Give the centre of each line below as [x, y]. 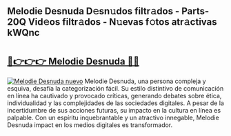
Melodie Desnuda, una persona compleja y [145, 81]
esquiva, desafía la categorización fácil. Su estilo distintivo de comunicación [115, 88]
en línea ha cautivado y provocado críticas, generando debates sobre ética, [114, 96]
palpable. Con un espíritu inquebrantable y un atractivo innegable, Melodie [113, 117]
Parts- [195, 11]
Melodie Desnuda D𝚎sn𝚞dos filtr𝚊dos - [93, 11]
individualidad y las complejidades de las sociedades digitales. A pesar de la [115, 103]
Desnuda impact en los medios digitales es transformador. [90, 125]
